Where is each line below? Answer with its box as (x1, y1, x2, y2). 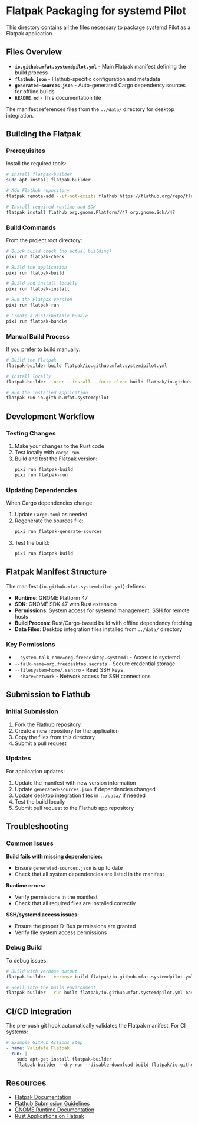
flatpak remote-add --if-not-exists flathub (6, 193, 117, 199)
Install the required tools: (6, 160, 67, 167)
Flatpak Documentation (14, 1094, 72, 1101)
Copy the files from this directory (14, 733, 95, 740)
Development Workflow (6, 411, 95, 421)
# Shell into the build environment (6, 984, 96, 990)
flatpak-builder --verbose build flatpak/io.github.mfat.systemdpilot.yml (6, 974, 194, 980)
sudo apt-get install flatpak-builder (16, 1056, 112, 1062)
